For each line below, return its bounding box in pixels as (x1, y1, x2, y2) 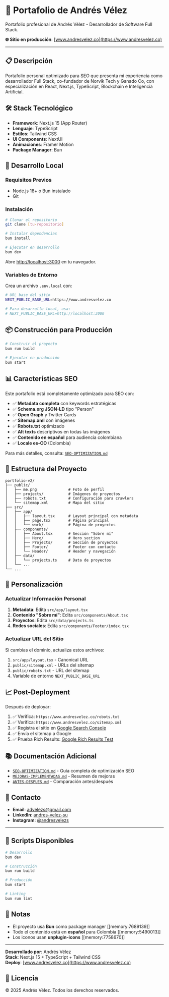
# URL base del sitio (5, 293, 51, 298)
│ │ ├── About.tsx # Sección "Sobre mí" (5, 531, 114, 536)
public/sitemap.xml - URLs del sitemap (12, 662, 94, 668)
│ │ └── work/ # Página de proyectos (5, 522, 116, 527)
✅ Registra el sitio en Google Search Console (12, 725, 107, 731)
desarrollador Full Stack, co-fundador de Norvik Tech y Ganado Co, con (5, 78, 154, 84)
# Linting (5, 892, 26, 897)
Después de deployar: (5, 704, 51, 710)
